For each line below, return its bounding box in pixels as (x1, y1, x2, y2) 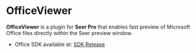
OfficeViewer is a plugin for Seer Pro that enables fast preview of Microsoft (6, 23, 191, 30)
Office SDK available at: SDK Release (14, 41, 105, 48)
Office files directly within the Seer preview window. (6, 29, 133, 36)
